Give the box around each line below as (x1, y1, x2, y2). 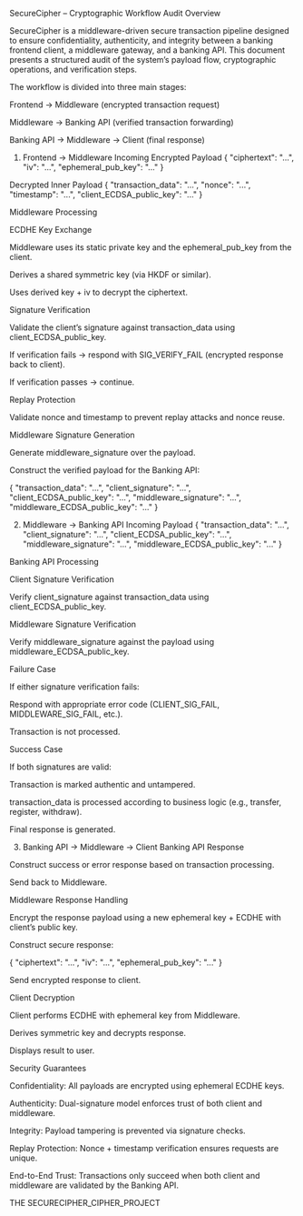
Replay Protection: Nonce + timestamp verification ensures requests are (9, 1143, 279, 1153)
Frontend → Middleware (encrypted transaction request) (9, 99, 220, 110)
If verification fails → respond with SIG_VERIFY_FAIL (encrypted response (9, 349, 284, 360)
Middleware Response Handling (9, 895, 129, 905)
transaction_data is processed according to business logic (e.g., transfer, (9, 797, 282, 808)
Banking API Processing (9, 557, 100, 567)
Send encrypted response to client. (9, 975, 142, 985)
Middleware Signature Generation (9, 429, 135, 440)
